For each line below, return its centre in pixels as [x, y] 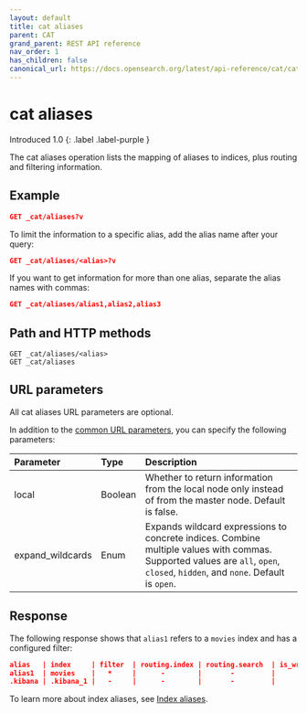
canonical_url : [38, 69]
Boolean [119, 495]
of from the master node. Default [215, 500]
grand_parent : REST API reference [75, 43]
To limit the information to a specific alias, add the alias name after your [144, 234]
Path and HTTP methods [80, 333]
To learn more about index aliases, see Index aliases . [109, 699]
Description [171, 462]
